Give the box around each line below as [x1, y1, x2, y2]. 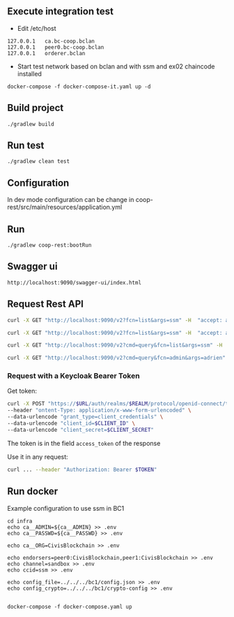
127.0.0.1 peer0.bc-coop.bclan [7, 43, 104, 51]
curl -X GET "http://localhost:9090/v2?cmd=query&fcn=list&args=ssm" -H [7, 342, 223, 349]
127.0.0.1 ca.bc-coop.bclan [7, 38, 95, 45]
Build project [7, 102, 64, 114]
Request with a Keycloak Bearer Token [7, 371, 141, 381]
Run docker [7, 486, 58, 498]
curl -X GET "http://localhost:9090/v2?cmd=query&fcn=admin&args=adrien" [7, 354, 226, 362]
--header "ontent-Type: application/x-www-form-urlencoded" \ [7, 407, 192, 414]
